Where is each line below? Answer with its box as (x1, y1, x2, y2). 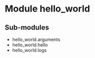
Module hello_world (5, 3, 90, 15)
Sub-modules (5, 23, 50, 32)
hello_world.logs (12, 47, 47, 53)
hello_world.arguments (12, 36, 61, 42)
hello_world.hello (12, 42, 48, 48)
